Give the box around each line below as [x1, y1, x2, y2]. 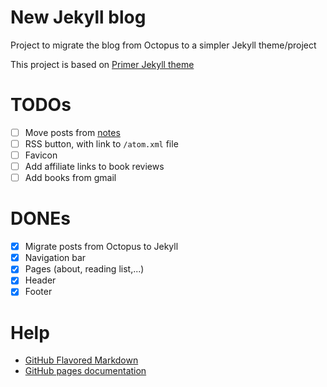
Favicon [24, 149, 58, 161]
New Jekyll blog [10, 6, 147, 29]
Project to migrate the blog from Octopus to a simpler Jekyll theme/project [10, 39, 317, 51]
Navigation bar [24, 252, 87, 264]
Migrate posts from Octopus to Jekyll [24, 241, 179, 253]
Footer [24, 286, 53, 298]
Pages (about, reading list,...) [24, 263, 145, 275]
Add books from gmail [24, 172, 117, 184]
